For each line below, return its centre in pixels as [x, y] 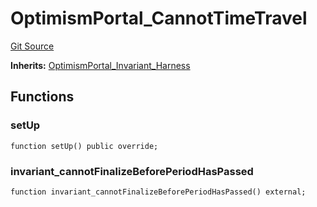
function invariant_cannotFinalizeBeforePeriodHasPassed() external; [158, 192]
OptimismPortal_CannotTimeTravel [159, 18]
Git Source [32, 46]
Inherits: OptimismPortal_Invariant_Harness [100, 65]
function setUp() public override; [84, 146]
